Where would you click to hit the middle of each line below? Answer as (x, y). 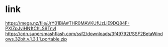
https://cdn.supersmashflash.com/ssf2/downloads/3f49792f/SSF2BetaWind (84, 33)
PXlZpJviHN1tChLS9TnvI (31, 28)
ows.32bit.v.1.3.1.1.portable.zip (36, 39)
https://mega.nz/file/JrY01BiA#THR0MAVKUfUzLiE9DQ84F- (67, 23)
